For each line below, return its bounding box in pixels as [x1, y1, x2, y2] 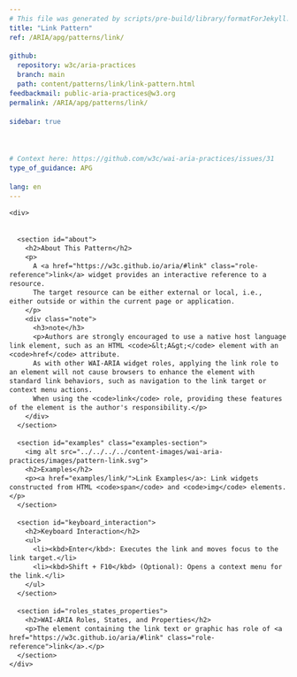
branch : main [17, 71, 65, 80]
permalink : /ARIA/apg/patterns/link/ [9, 98, 148, 107]
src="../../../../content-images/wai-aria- [60, 448, 224, 457]
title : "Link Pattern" [9, 23, 93, 33]
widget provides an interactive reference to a [88, 271, 267, 280]
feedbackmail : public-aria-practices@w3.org [9, 88, 176, 97]
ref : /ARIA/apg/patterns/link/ [9, 33, 125, 42]
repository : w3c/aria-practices [17, 61, 137, 70]
